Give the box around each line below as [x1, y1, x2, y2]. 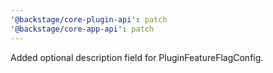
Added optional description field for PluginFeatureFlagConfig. [10, 51, 264, 63]
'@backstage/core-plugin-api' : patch [10, 14, 168, 25]
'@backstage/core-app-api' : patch [10, 24, 155, 34]
